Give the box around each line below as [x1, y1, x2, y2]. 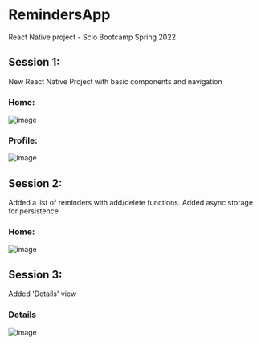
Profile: [8, 135, 38, 146]
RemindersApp [8, 6, 111, 24]
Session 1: [8, 55, 60, 69]
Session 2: [8, 177, 63, 190]
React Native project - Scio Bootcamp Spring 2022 [8, 32, 177, 42]
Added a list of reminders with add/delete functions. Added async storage [8, 198, 254, 208]
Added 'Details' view [8, 289, 77, 298]
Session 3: [8, 267, 63, 282]
